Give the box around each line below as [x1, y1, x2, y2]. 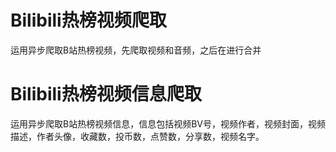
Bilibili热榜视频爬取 [10, 9, 167, 32]
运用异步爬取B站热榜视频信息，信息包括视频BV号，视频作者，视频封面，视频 [10, 117, 326, 130]
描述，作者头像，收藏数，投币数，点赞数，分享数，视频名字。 [10, 130, 265, 142]
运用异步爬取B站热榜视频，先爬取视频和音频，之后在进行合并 [10, 44, 262, 56]
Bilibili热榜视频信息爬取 [10, 83, 202, 106]
